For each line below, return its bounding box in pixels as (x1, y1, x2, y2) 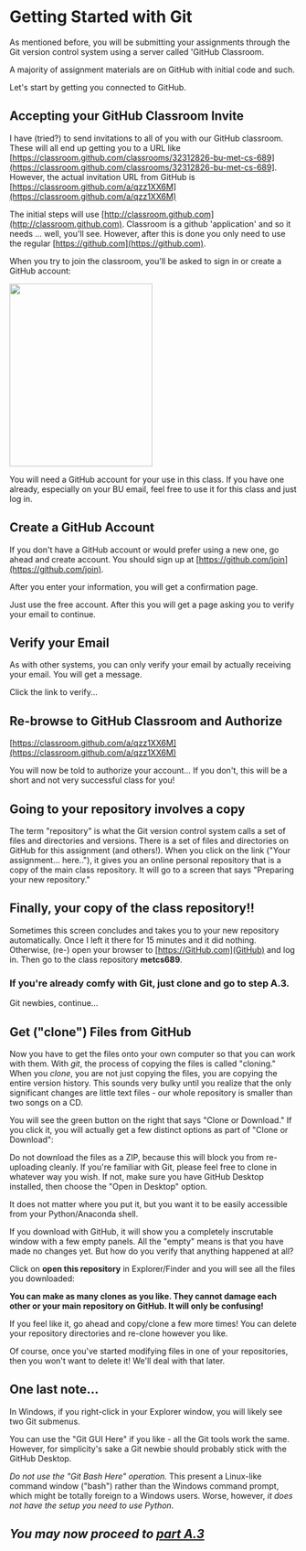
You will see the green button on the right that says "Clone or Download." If (9, 1114, 292, 1126)
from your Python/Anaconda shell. (9, 1208, 139, 1219)
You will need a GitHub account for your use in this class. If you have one (9, 474, 285, 485)
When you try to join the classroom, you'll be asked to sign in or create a (9, 255, 282, 266)
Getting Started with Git (9, 6, 193, 27)
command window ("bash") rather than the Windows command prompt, (9, 1480, 280, 1492)
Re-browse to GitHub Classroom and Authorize (9, 713, 283, 729)
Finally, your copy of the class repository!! (9, 901, 255, 916)
